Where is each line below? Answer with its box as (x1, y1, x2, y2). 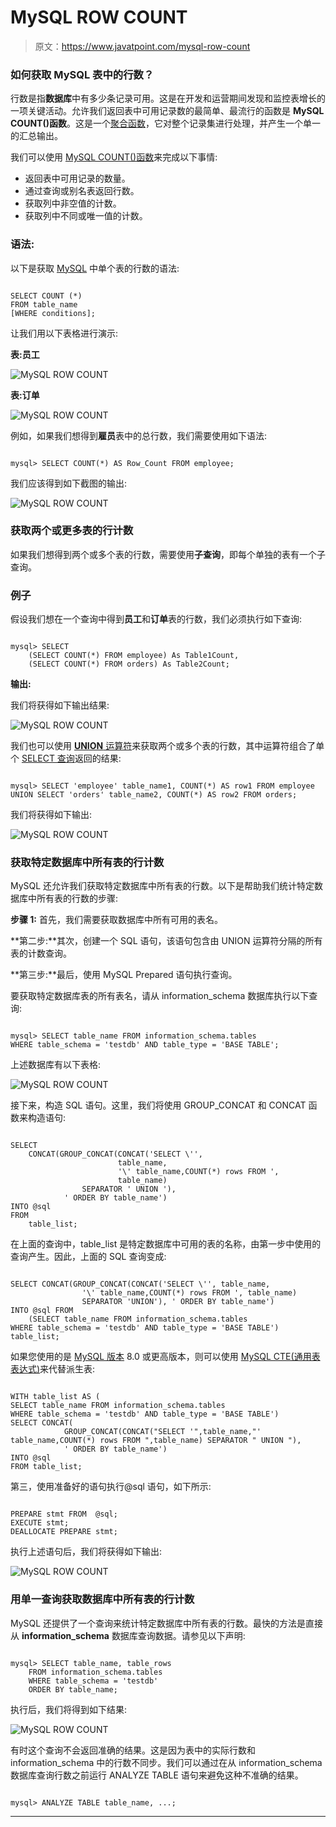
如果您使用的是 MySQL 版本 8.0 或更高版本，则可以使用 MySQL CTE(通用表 (10, 1351, 321, 1363)
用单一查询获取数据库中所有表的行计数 (10, 1592, 195, 1606)
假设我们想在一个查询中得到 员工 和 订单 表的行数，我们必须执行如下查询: (10, 613, 303, 625)
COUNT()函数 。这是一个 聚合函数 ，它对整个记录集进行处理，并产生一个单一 (10, 117, 321, 130)
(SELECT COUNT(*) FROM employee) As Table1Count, (28, 651, 240, 661)
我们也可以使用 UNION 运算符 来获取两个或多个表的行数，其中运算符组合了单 (10, 740, 325, 752)
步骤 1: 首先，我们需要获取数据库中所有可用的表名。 (10, 914, 223, 926)
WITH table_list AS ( (10, 1392, 101, 1402)
